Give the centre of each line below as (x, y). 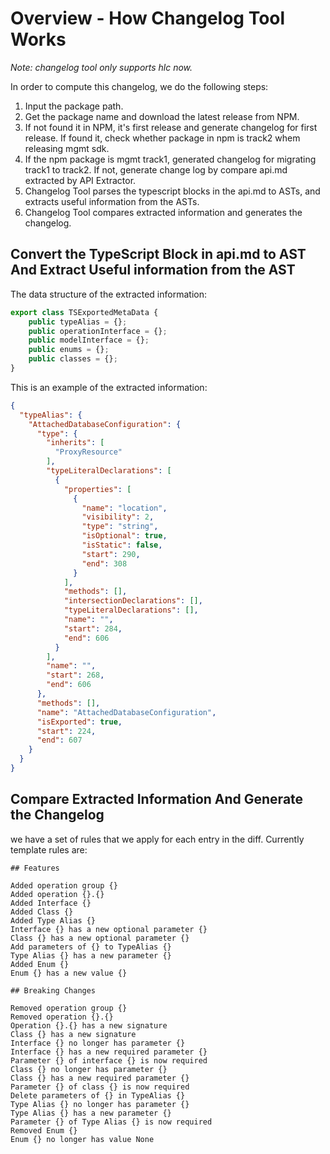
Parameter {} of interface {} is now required (109, 1060)
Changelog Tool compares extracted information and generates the (163, 212)
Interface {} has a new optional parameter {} (109, 929)
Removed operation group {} (69, 1008)
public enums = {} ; (69, 350)
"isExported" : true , (79, 722)
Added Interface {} (51, 903)
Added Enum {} (40, 964)
